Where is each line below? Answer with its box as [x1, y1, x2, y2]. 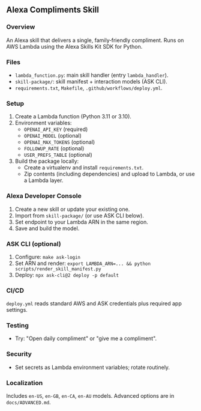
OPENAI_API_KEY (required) [23, 126, 88, 133]
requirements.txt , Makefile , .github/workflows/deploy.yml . [14, 84, 163, 91]
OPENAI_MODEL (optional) [23, 132, 82, 139]
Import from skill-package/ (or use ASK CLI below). [14, 212, 144, 219]
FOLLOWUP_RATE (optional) [23, 145, 85, 152]
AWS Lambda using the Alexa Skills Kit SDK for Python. [6, 43, 143, 50]
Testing [6, 321, 29, 330]
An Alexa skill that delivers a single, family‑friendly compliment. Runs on [6, 36, 184, 44]
